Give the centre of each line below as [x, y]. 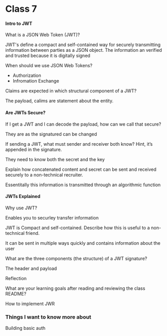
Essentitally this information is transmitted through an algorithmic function [83, 185]
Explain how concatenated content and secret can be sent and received [81, 169]
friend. [32, 233]
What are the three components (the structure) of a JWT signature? [76, 258]
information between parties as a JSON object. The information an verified [84, 50]
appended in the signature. [34, 149]
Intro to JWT [19, 23]
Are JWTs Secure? [26, 112]
